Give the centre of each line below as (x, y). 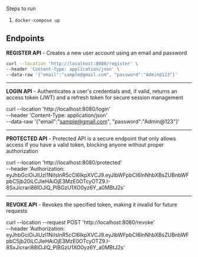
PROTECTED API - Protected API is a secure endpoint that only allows (91, 139)
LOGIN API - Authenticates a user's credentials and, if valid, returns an (92, 92)
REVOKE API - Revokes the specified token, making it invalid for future (92, 205)
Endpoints (25, 39)
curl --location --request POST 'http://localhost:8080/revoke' (80, 222)
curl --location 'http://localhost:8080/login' (58, 109)
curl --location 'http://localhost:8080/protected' (64, 162)
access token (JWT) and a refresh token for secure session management (95, 97)
